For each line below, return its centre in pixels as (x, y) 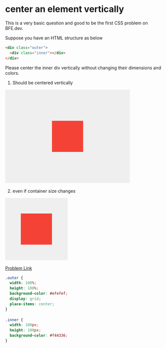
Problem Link (19, 268)
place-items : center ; (32, 304)
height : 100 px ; (25, 330)
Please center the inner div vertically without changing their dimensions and (83, 68)
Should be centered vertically (43, 83)
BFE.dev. (14, 28)
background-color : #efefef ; (39, 294)
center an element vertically (65, 9)
